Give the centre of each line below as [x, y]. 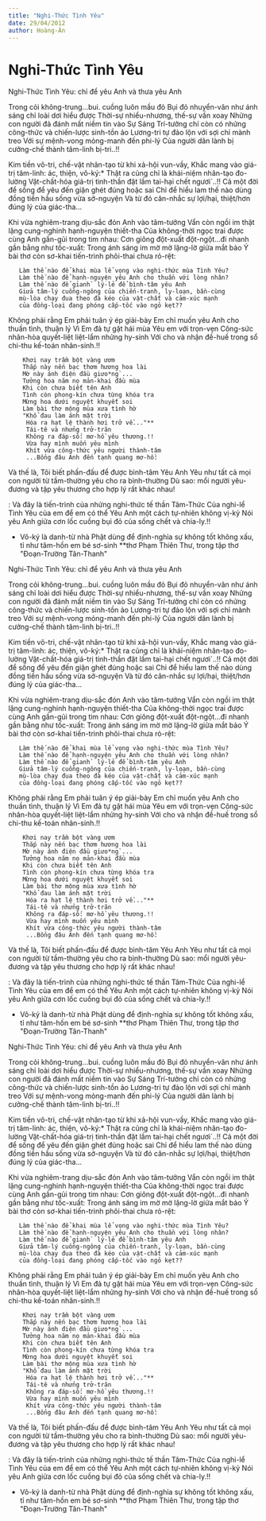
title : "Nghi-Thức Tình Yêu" [56, 16]
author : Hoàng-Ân [37, 30]
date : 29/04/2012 [37, 23]
